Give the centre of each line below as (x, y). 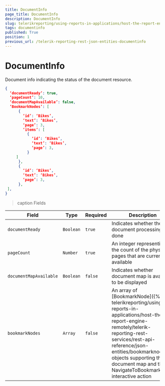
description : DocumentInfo (33, 19)
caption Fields (31, 203)
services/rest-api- (133, 339)
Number (70, 253)
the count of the (130, 249)
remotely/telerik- (131, 327)
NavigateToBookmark (136, 370)
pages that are (128, 256)
